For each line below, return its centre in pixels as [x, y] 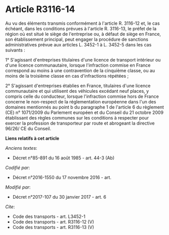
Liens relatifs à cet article [32, 138]
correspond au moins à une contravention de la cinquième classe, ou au [80, 70]
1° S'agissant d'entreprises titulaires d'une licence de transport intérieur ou [83, 60]
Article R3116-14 [40, 9]
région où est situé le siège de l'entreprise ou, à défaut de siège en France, [83, 34]
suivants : [15, 50]
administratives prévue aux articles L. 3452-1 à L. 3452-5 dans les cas [78, 44]
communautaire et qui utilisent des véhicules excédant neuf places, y [77, 91]
